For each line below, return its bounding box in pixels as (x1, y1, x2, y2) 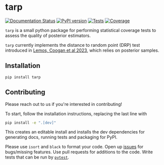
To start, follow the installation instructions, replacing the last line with (5, 110, 147, 117)
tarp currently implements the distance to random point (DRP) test (5, 42, 140, 48)
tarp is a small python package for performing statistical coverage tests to (5, 27, 157, 33)
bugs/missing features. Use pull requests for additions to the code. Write (5, 149, 153, 155)
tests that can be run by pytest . (5, 154, 69, 160)
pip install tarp (5, 74, 41, 80)
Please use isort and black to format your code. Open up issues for (5, 144, 144, 150)
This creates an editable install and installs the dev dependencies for (5, 129, 145, 135)
